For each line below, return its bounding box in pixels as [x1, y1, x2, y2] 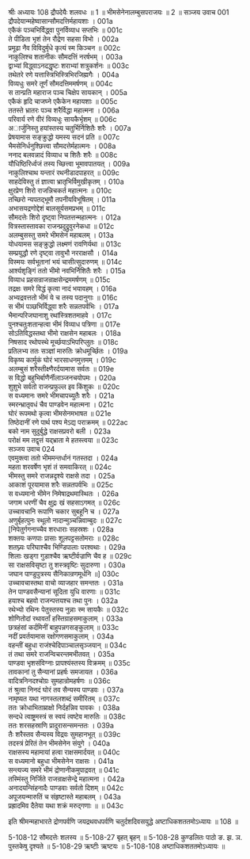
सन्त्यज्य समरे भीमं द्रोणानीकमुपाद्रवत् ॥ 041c [8, 765, 120, 774]
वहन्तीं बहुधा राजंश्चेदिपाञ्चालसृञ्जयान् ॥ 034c [8, 640, 127, 650]
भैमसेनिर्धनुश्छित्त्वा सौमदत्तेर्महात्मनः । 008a [8, 141, 116, 151]
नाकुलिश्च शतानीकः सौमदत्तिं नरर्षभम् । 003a [8, 52, 123, 61]
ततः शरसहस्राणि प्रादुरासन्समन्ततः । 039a [8, 721, 115, 730]
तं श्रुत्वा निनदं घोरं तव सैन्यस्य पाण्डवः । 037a [8, 685, 124, 694]
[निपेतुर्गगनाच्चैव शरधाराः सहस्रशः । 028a [8, 525, 115, 534]
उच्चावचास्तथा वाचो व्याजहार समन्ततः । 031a [8, 578, 124, 587]
